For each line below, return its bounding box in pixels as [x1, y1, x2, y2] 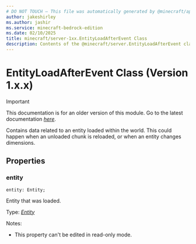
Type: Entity [6, 208, 35, 215]
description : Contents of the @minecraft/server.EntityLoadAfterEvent [6, 41, 181, 47]
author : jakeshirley [6, 14, 57, 20]
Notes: [6, 219, 22, 226]
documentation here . [6, 115, 57, 123]
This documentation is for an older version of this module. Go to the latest [6, 109, 183, 116]
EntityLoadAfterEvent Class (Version [6, 67, 188, 79]
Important [6, 97, 30, 105]
